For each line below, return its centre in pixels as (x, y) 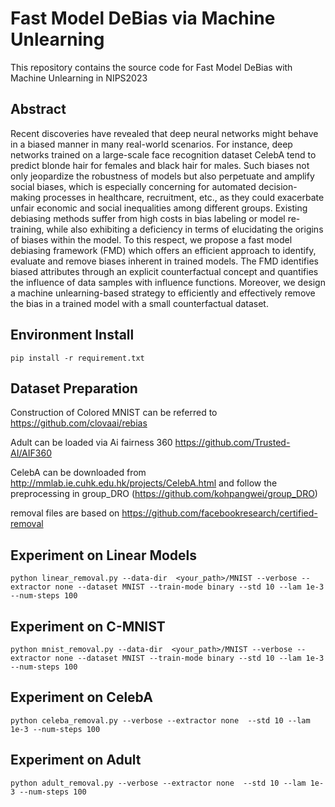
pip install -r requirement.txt (77, 358)
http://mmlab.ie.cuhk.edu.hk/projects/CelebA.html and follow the (144, 483)
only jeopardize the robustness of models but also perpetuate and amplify (162, 176)
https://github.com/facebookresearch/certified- (219, 513)
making (26, 197)
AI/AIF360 (31, 453)
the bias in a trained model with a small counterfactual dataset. (139, 303)
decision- (278, 186)
